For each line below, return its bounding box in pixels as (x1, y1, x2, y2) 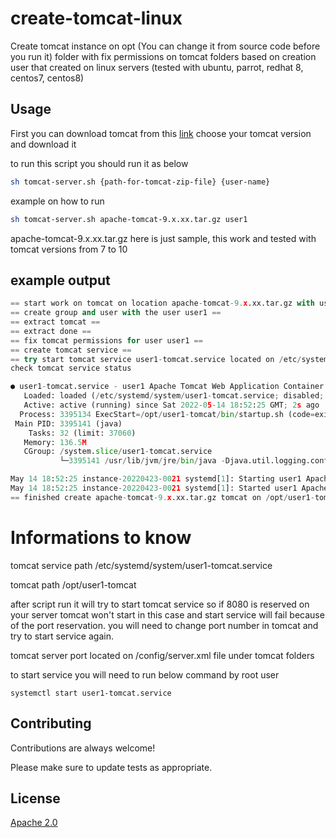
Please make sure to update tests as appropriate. (10, 761, 213, 773)
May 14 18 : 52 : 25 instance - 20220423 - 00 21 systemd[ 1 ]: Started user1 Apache (10, 483, 329, 494)
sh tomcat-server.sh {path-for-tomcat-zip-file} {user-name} (10, 177, 271, 187)
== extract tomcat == (10, 317, 101, 327)
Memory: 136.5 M (23, 437, 87, 447)
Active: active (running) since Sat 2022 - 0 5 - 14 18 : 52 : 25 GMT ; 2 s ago (23, 400, 320, 411)
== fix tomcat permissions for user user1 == (10, 335, 203, 346)
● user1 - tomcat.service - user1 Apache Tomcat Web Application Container (10, 382, 325, 392)
